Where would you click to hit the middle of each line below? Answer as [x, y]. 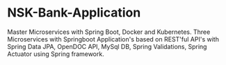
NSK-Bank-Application [74, 13]
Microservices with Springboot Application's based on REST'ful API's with [113, 39]
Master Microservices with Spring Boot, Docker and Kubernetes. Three [109, 32]
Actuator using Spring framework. [56, 54]
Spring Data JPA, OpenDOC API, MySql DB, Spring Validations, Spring [107, 46]
